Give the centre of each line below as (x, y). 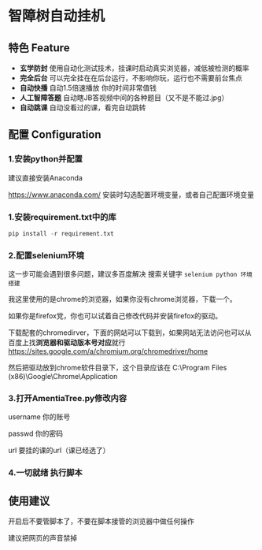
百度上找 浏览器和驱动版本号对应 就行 (67, 343)
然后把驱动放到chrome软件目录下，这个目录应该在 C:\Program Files (118, 368)
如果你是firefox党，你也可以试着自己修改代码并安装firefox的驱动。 (115, 316)
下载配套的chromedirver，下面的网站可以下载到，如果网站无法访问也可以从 (130, 333)
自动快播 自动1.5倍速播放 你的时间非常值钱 (88, 88)
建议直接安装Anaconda (45, 177)
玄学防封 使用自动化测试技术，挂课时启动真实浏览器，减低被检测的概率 (134, 68)
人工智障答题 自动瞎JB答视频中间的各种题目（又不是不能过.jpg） (124, 98)
